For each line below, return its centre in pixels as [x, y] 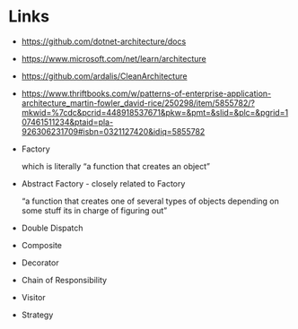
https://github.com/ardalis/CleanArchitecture [104, 76]
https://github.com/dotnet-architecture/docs [104, 41]
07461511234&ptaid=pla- [67, 122]
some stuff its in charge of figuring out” [94, 210]
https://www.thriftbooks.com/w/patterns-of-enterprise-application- [146, 93]
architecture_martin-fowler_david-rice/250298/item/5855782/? [138, 103]
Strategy [37, 315]
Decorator [40, 263]
